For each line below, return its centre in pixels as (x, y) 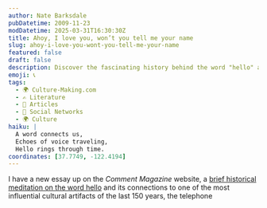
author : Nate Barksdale (48, 16)
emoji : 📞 (22, 75)
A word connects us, (49, 134)
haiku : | (23, 127)
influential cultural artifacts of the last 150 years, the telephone (110, 196)
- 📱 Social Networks (49, 112)
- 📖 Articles (37, 104)
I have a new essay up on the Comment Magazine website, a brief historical (132, 179)
